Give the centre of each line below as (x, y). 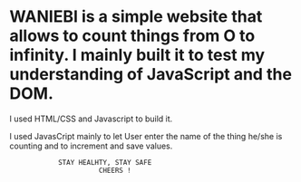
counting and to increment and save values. (91, 146)
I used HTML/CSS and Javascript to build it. (91, 119)
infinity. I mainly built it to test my (137, 55)
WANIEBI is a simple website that (136, 17)
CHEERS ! (115, 170)
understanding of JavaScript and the (151, 75)
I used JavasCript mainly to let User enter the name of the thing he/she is (146, 136)
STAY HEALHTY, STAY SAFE (105, 162)
